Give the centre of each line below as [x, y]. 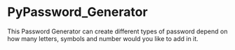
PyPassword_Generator [78, 12]
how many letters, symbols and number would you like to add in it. [103, 38]
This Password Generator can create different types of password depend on [117, 31]
